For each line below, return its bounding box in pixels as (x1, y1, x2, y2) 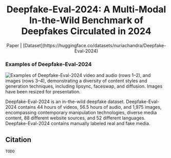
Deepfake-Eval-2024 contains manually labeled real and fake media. (5, 121, 150, 127)
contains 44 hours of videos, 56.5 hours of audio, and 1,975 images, (17, 104, 162, 110)
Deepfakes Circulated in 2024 (21, 26, 151, 37)
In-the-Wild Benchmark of (29, 14, 144, 26)
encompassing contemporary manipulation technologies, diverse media (5, 109, 157, 116)
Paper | (6, 42, 22, 48)
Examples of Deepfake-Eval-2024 (5, 61, 92, 68)
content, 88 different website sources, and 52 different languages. (5, 115, 146, 121)
